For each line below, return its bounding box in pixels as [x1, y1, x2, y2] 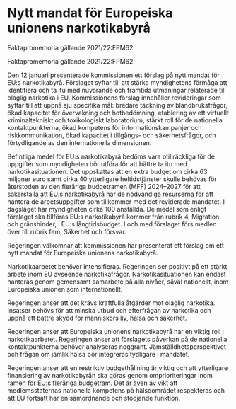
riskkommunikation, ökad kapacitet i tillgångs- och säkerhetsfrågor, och [7, 131, 216, 139]
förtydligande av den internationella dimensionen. [7, 138, 152, 146]
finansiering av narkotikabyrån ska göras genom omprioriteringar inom [7, 371, 213, 379]
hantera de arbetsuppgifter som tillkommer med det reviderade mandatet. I [7, 197, 225, 206]
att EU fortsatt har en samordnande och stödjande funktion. [7, 393, 181, 402]
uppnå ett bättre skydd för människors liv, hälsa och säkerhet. [7, 313, 187, 322]
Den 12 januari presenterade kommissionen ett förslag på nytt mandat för [7, 71, 220, 79]
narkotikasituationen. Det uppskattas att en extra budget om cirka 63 [7, 167, 208, 175]
